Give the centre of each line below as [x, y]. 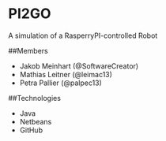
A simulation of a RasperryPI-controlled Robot [83, 35]
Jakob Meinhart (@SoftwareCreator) [79, 66]
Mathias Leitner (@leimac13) [66, 74]
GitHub [31, 130]
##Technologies [35, 98]
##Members [28, 50]
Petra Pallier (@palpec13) [61, 83]
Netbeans [36, 121]
